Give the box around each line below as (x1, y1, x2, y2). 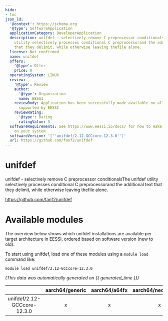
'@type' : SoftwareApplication (9, 26, 72, 31)
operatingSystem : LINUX (9, 73, 59, 78)
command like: (5, 256, 35, 262)
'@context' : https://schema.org (9, 21, 77, 27)
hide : (5, 7, 16, 13)
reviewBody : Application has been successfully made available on (14, 101, 155, 106)
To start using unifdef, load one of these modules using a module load (5, 251, 148, 257)
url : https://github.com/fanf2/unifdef (9, 138, 93, 143)
